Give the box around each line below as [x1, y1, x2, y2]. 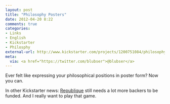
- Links [5, 31, 22, 36]
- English [5, 36, 26, 41]
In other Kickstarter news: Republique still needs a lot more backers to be [5, 87, 158, 93]
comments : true [5, 21, 37, 27]
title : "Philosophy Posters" [5, 12, 67, 17]
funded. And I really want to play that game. [5, 93, 97, 99]
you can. [5, 78, 24, 84]
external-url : [5, 49, 35, 54]
